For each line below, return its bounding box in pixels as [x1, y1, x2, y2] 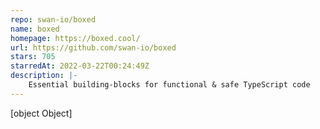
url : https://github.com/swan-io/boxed [10, 42, 177, 53]
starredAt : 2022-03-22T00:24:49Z [10, 61, 150, 71]
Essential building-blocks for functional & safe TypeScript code [28, 80, 311, 90]
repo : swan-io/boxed [10, 14, 97, 25]
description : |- [10, 71, 78, 81]
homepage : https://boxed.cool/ [10, 33, 141, 43]
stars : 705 [10, 52, 56, 62]
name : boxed [10, 24, 60, 34]
